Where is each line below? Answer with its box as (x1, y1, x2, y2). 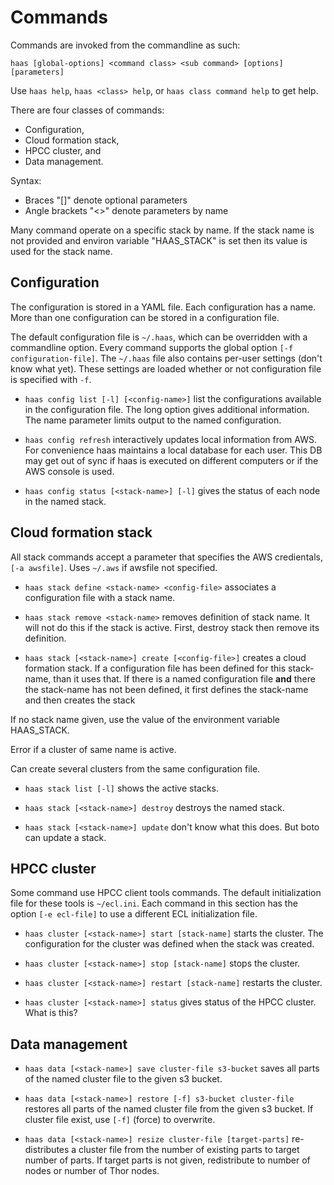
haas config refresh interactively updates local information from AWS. (24, 433, 317, 445)
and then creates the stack (24, 694, 136, 706)
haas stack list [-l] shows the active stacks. (24, 782, 220, 794)
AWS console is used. (24, 465, 115, 477)
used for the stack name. (10, 245, 113, 257)
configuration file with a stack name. (24, 591, 176, 603)
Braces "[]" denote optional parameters (24, 194, 188, 206)
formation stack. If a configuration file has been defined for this (24, 662, 287, 674)
